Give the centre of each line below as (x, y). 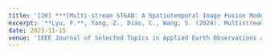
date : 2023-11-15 (37, 30)
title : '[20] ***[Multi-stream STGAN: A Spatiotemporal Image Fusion (127, 15)
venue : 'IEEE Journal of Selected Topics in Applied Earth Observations (133, 38)
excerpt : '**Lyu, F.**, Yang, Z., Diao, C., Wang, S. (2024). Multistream (136, 23)
